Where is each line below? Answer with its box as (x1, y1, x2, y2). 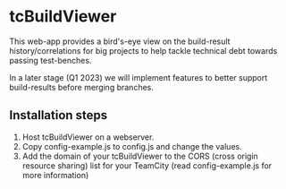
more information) (21, 169, 89, 180)
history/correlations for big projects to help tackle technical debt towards (9, 45, 278, 56)
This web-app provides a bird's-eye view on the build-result (9, 36, 231, 47)
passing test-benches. (9, 55, 92, 65)
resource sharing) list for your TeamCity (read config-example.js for (21, 159, 273, 171)
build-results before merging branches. (9, 82, 154, 92)
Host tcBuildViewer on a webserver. (21, 132, 155, 142)
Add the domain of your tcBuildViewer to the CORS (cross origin (21, 150, 259, 161)
